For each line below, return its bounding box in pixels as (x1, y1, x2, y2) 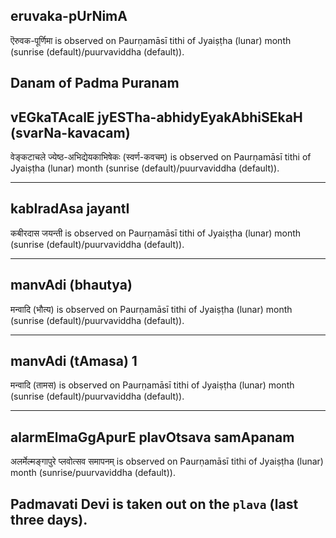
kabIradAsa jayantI (10, 200, 130, 218)
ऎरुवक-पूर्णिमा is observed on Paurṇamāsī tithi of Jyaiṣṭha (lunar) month (10, 34, 292, 46)
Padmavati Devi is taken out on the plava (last (10, 495, 299, 513)
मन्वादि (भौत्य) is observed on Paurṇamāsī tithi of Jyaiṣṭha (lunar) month (10, 303, 293, 315)
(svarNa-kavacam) (10, 124, 131, 141)
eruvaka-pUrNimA (10, 8, 128, 25)
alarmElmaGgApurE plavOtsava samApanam (10, 429, 295, 446)
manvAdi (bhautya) (10, 277, 133, 294)
